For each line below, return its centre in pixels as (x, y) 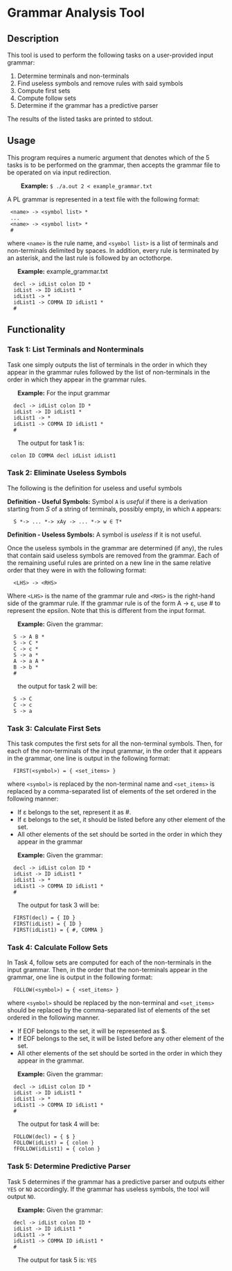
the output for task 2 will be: (57, 686)
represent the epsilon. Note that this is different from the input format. (107, 610)
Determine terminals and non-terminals (73, 76)
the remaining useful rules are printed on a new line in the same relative (109, 563)
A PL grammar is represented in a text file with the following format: (104, 199)
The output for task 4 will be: (58, 1124)
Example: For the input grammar (64, 393)
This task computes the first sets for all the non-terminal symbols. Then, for (115, 744)
